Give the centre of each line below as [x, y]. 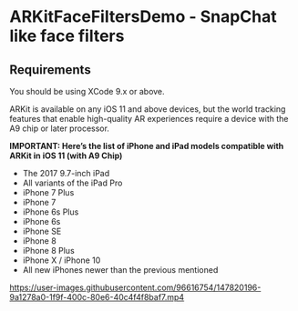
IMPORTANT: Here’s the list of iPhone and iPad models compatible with [147, 146]
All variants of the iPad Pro [72, 183]
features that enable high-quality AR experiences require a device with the [149, 119]
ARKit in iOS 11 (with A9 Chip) [66, 155]
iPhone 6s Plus [51, 212]
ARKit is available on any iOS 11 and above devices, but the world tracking [148, 109]
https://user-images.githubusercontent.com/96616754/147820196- [135, 287]
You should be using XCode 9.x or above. [87, 91]
